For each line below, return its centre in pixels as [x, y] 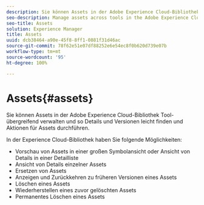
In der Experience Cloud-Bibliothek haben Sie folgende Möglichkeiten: [94, 140]
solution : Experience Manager [45, 29]
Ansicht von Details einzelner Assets [61, 164]
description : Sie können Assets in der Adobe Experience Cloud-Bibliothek [103, 12]
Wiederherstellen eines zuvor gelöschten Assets [76, 190]
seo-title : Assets [29, 23]
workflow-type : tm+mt [34, 52]
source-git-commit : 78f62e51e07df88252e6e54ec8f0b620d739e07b [87, 46]
